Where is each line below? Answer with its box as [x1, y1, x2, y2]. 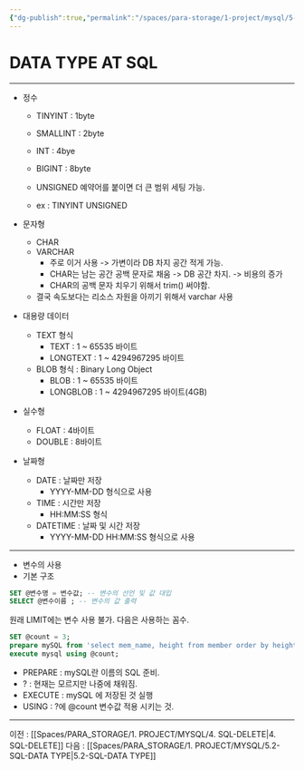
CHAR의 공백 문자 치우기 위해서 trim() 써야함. [49, 279, 211, 290]
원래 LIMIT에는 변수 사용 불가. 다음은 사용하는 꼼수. [9, 614, 190, 626]
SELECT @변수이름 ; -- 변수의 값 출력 [9, 597, 137, 606]
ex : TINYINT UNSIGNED [35, 200, 128, 210]
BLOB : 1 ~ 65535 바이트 [49, 375, 138, 385]
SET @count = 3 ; [9, 632, 71, 642]
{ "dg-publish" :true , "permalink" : [9, 13, 136, 23]
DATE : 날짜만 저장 [35, 474, 102, 485]
